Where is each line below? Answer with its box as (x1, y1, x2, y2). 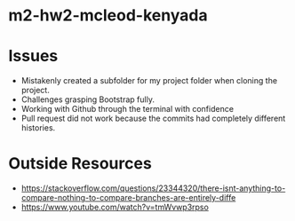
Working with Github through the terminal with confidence (20, 104, 235, 114)
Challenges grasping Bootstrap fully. (20, 94, 155, 105)
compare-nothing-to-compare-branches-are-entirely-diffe (20, 193, 236, 203)
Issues (8, 46, 59, 67)
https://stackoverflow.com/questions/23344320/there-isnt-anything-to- (20, 183, 286, 193)
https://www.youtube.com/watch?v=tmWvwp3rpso (20, 201, 210, 213)
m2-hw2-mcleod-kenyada (8, 5, 208, 26)
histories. (20, 122, 56, 133)
